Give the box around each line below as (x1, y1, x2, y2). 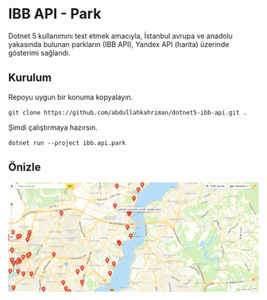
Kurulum (8, 71, 52, 84)
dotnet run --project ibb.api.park (8, 138, 126, 147)
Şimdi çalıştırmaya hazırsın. (8, 123, 98, 132)
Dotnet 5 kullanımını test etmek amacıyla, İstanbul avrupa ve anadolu (8, 31, 233, 41)
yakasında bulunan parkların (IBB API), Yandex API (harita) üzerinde (8, 39, 230, 49)
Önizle (8, 161, 41, 174)
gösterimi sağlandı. (8, 48, 71, 57)
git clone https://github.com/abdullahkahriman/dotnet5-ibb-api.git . (8, 108, 247, 116)
